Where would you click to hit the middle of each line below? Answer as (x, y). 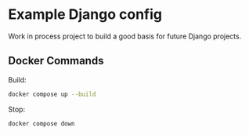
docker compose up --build (52, 94)
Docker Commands (56, 61)
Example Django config (85, 15)
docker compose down (42, 123)
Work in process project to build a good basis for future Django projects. (125, 36)
